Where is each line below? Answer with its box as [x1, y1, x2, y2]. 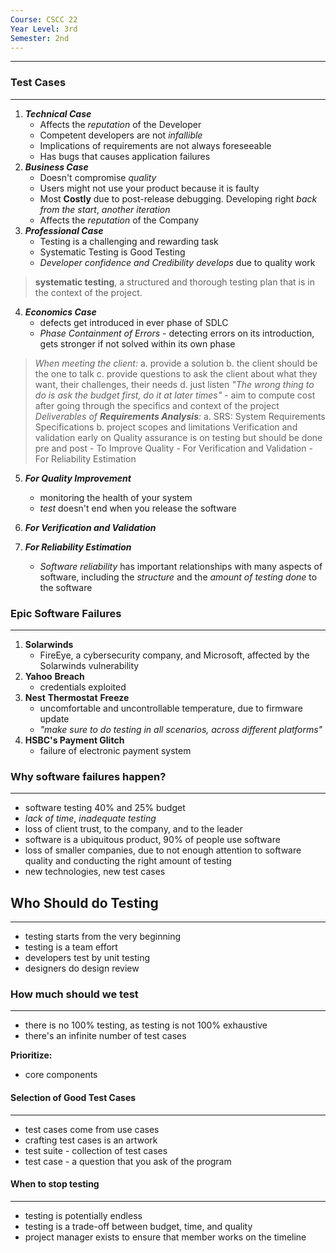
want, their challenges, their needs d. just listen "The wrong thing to [34, 378, 315, 390]
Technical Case [24, 107, 92, 120]
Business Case [24, 161, 89, 173]
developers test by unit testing [24, 952, 151, 964]
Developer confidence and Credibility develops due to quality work [39, 256, 316, 268]
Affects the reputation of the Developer [39, 118, 202, 130]
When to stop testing [10, 1178, 100, 1190]
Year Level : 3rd [10, 24, 78, 34]
